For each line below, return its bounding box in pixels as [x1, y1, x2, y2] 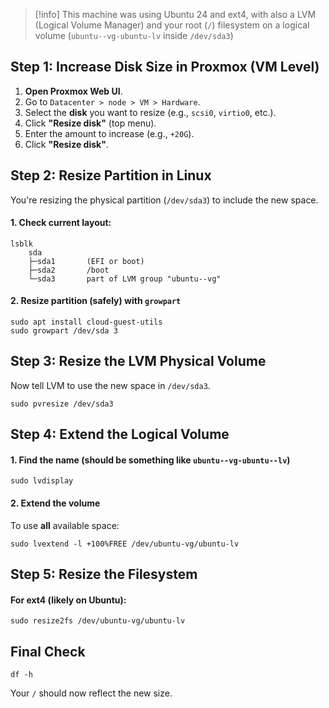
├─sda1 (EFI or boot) [28, 256, 145, 266]
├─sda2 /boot [28, 265, 110, 275]
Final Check [10, 643, 86, 660]
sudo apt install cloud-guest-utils [10, 317, 163, 328]
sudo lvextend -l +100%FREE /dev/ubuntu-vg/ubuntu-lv [10, 539, 240, 549]
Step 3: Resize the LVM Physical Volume [10, 353, 267, 370]
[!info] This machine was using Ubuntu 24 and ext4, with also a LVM [34, 9, 317, 20]
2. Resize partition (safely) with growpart [10, 295, 182, 307]
